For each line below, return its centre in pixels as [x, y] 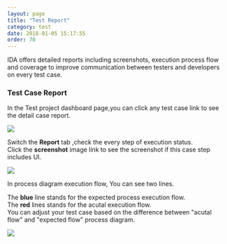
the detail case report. [39, 116]
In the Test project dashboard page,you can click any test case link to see [113, 108]
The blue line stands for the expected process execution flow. [96, 198]
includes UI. [24, 157]
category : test [29, 27]
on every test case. [35, 75]
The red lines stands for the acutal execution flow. [79, 205]
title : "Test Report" [39, 20]
